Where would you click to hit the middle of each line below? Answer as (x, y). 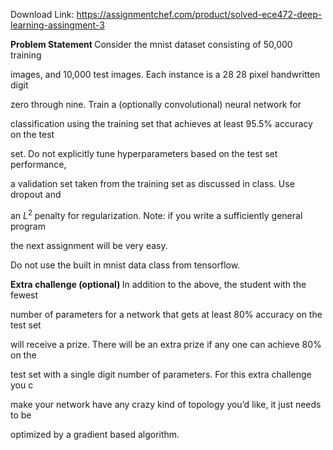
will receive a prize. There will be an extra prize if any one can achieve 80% (166, 344)
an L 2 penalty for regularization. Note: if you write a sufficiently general (156, 214)
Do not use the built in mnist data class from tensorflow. (125, 265)
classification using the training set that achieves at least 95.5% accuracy (161, 123)
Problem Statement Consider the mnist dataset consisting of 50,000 (151, 44)
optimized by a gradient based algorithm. (95, 434)
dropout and (36, 194)
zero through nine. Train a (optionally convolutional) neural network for (156, 104)
